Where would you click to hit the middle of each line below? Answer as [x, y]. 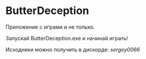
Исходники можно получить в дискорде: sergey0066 [73, 49]
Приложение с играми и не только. [50, 27]
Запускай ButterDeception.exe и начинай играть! [67, 38]
